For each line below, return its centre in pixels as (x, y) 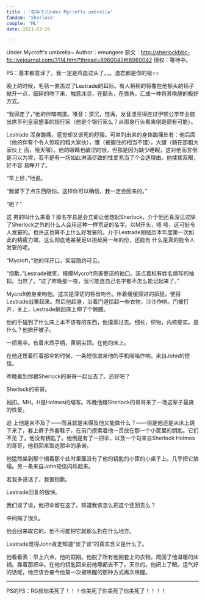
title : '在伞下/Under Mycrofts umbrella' (60, 12)
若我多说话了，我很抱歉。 (38, 479)
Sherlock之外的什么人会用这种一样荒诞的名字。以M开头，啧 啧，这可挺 (101, 225)
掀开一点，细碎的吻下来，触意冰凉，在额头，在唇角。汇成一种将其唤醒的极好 (103, 94)
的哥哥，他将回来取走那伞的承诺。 (49, 446)
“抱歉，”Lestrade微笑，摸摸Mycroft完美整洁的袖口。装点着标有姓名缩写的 (98, 273)
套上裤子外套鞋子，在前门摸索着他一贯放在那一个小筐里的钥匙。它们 (113, 430)
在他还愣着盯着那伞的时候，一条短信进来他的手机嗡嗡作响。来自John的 (95, 356)
